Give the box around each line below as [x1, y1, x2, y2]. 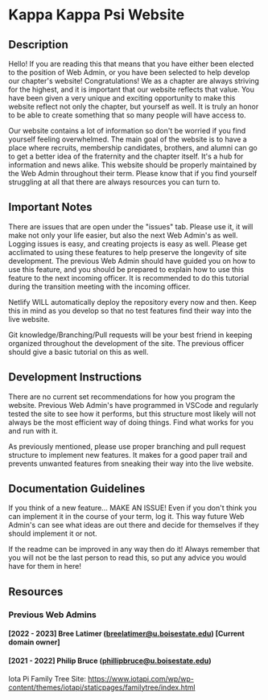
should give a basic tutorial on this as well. [8, 347, 149, 356]
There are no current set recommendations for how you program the [8, 392, 236, 401]
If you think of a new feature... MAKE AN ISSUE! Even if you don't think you [8, 503, 258, 513]
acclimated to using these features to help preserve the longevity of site [8, 247, 247, 257]
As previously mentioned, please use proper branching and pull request [8, 441, 246, 451]
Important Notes [8, 200, 93, 214]
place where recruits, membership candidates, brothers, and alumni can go [8, 143, 258, 152]
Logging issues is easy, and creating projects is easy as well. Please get [8, 239, 247, 249]
